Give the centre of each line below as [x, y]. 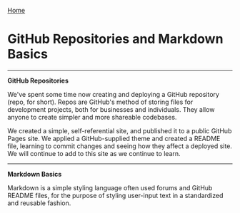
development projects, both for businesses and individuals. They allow [111, 109]
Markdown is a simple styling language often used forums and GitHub [110, 187]
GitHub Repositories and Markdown [115, 39]
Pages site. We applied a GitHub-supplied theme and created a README [114, 138]
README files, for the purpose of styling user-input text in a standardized [115, 195]
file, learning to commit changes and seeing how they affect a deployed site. [120, 146]
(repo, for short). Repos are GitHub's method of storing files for [100, 102]
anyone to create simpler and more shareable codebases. [92, 117]
